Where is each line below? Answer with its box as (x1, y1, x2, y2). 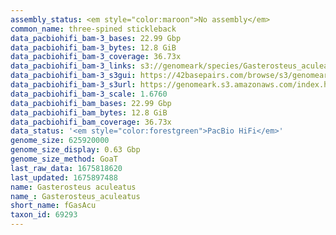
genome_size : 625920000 (10, 136, 110, 146)
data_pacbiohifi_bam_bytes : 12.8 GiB (10, 107, 168, 118)
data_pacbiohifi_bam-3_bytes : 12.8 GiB (10, 42, 177, 53)
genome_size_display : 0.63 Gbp (10, 145, 141, 155)
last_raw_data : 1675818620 (10, 163, 123, 173)
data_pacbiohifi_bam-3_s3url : (10, 80, 137, 90)
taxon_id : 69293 (10, 210, 78, 220)
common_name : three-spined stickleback (10, 24, 177, 34)
